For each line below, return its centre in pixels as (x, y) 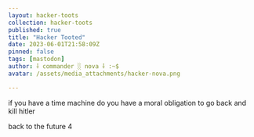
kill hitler (22, 111)
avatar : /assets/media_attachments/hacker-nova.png (94, 74)
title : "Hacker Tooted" (47, 37)
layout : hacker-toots (44, 15)
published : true (34, 30)
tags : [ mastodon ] (36, 59)
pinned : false (31, 52)
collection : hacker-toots (50, 23)
